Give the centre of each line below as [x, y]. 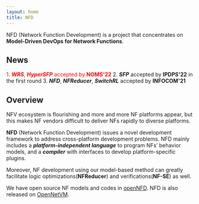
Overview [25, 100]
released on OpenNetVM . [38, 194]
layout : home [23, 12]
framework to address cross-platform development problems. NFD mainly [98, 139]
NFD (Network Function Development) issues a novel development [89, 133]
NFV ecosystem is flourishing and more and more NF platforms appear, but [99, 115]
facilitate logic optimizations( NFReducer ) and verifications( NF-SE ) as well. [99, 176]
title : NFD [20, 18]
